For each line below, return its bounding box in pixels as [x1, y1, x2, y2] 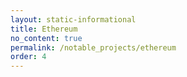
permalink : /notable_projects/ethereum [10, 42, 177, 53]
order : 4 [10, 52, 47, 62]
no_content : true [10, 33, 83, 43]
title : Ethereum [10, 24, 78, 34]
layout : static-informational [10, 14, 137, 25]
